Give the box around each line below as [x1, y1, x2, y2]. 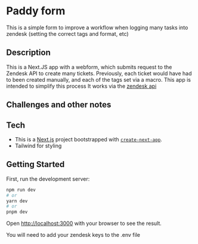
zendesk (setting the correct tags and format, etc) [6, 30, 129, 37]
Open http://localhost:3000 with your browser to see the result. [6, 220, 162, 227]
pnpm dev [6, 209, 28, 215]
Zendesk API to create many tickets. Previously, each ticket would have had [6, 70, 192, 77]
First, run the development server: [6, 175, 90, 183]
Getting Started [6, 159, 65, 169]
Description [6, 48, 51, 58]
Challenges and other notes [6, 100, 112, 110]
